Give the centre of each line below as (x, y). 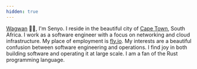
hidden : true (22, 11)
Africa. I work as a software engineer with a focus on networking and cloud (98, 34)
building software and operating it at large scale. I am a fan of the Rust (92, 53)
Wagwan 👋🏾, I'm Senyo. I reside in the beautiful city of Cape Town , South (96, 28)
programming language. (36, 60)
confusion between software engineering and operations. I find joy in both (97, 47)
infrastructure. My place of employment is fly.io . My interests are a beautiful (99, 41)
